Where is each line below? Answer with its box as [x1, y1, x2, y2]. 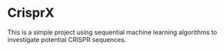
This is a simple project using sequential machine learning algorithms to [7, 28, 218, 36]
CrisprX [7, 5, 55, 21]
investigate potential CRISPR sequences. [7, 35, 127, 43]
